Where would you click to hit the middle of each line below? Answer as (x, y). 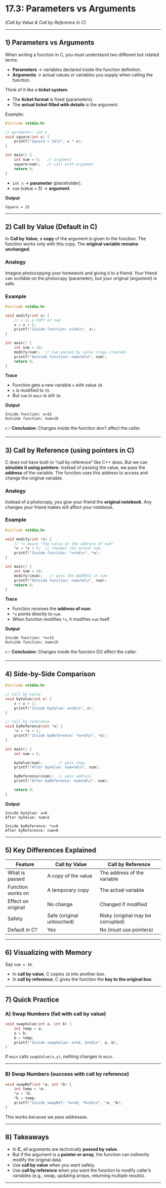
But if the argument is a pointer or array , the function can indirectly (81, 1154)
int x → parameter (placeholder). (47, 183)
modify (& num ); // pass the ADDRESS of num (61, 576)
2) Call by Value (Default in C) (51, 227)
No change (60, 904)
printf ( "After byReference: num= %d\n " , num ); (62, 781)
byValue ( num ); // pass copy (49, 763)
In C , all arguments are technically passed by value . (65, 1149)
